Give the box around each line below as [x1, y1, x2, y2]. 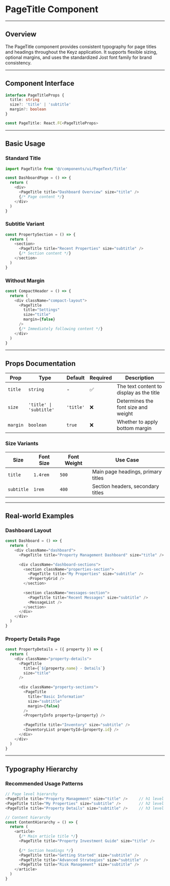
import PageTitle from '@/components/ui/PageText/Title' [5, 166, 128, 171]
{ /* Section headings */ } [18, 848, 73, 853]
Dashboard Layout [5, 527, 52, 534]
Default [66, 374, 85, 381]
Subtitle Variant [5, 220, 45, 227]
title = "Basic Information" [27, 694, 85, 699]
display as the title [116, 389, 160, 397]
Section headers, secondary [92, 482, 159, 489]
